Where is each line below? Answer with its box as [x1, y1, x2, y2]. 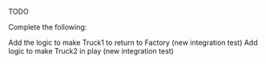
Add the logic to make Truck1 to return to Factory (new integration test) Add [8, 38, 258, 47]
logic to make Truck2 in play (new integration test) [8, 46, 174, 55]
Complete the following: [8, 22, 87, 31]
